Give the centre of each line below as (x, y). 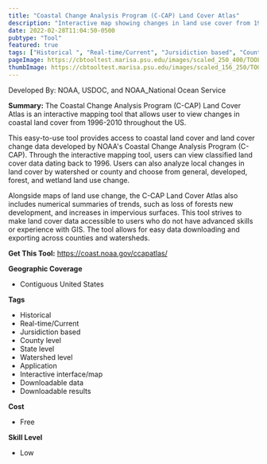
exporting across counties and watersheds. (79, 238)
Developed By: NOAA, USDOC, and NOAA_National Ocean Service (117, 90)
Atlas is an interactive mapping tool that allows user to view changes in (124, 114)
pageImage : (26, 60)
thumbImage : (28, 68)
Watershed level (46, 357)
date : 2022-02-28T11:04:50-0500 (62, 30)
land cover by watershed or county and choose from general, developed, (128, 171)
